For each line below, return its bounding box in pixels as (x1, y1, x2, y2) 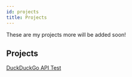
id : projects (6, 8, 39, 15)
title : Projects (6, 14, 47, 20)
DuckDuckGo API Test (6, 64, 61, 72)
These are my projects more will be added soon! (6, 31, 127, 38)
